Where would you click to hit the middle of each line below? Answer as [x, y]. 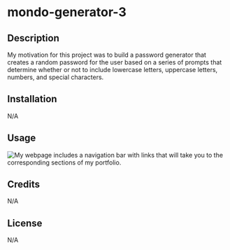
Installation [32, 99]
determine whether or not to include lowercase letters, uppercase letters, [113, 70]
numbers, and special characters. [56, 77]
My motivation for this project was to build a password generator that [107, 55]
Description [33, 38]
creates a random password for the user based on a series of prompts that [115, 62]
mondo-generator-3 [67, 12]
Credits [24, 185]
